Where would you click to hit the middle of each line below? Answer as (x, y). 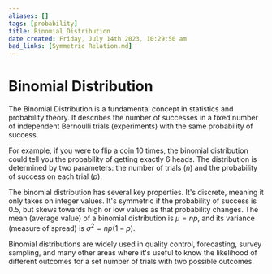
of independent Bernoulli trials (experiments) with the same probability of (131, 126)
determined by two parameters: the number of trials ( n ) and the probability (133, 168)
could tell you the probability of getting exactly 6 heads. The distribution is (133, 159)
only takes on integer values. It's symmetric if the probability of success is (133, 201)
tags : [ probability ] (43, 24)
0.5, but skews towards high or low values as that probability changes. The (134, 210)
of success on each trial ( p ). (56, 176)
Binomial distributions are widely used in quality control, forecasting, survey (135, 244)
